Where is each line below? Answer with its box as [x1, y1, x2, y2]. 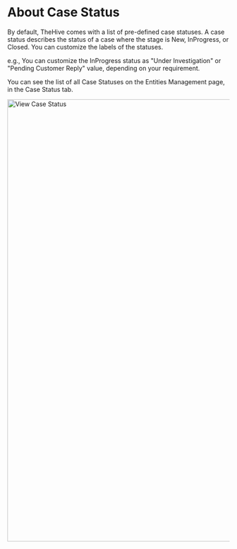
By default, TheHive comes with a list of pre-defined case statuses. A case [7, 28, 225, 36]
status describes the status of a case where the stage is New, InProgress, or [7, 35, 229, 43]
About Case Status [7, 4, 120, 21]
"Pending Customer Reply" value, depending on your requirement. [7, 64, 200, 72]
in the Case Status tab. [7, 85, 73, 93]
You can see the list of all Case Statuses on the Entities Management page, [7, 77, 226, 86]
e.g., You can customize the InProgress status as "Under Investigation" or [7, 56, 221, 64]
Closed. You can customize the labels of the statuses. [7, 42, 164, 51]
